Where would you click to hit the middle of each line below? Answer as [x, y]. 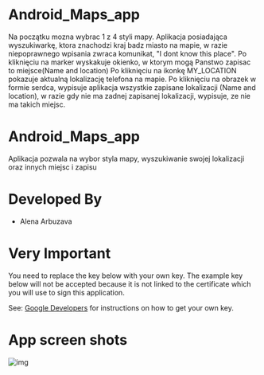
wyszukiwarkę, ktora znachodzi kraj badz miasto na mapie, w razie [118, 45]
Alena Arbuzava [46, 221]
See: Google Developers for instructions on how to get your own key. [121, 307]
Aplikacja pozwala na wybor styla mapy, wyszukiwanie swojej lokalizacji [126, 158]
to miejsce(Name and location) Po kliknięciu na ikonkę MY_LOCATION [122, 70]
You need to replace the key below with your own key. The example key [126, 275]
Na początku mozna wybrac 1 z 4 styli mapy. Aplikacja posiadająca [118, 37]
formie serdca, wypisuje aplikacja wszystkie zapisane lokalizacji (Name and [132, 87]
